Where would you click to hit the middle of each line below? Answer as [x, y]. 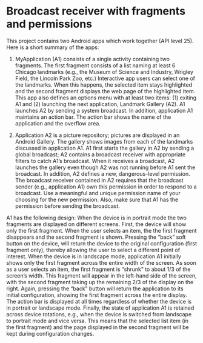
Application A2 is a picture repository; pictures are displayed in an [97, 135]
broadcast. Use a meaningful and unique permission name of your [98, 193]
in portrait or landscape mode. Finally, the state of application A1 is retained [100, 308]
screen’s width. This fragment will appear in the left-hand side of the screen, [101, 275]
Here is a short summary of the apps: [53, 47]
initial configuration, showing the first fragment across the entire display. [97, 295]
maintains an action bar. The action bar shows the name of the [93, 117]
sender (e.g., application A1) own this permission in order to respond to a [106, 187]
